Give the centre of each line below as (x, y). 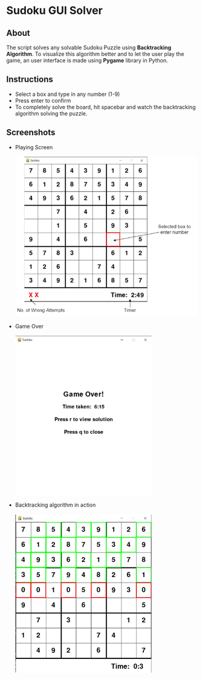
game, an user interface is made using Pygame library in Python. (87, 60)
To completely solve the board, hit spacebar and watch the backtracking (105, 107)
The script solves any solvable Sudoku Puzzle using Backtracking (89, 47)
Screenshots (31, 133)
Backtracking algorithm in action (55, 505)
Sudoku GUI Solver (54, 11)
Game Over (29, 326)
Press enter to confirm (43, 100)
